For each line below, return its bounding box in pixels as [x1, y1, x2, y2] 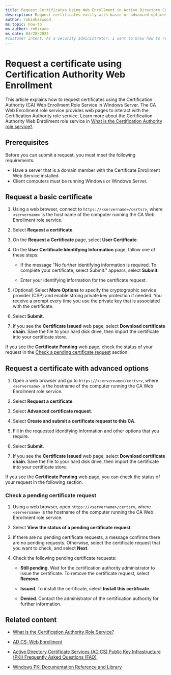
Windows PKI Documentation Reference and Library [12, 664, 122, 670]
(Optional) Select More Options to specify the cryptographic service [12, 287, 156, 293]
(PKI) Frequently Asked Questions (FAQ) [12, 654, 97, 660]
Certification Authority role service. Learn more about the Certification [5, 113, 153, 119]
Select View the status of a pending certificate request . [12, 524, 132, 530]
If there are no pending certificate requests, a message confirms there [12, 534, 160, 540]
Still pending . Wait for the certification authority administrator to [20, 564, 155, 571]
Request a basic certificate [5, 193, 93, 201]
